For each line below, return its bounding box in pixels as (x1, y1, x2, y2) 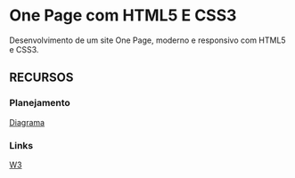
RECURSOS (9, 70, 74, 85)
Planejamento (9, 97, 71, 109)
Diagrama (9, 117, 45, 127)
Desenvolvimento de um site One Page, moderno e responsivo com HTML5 (9, 35, 287, 45)
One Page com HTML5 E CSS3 (9, 5, 237, 26)
